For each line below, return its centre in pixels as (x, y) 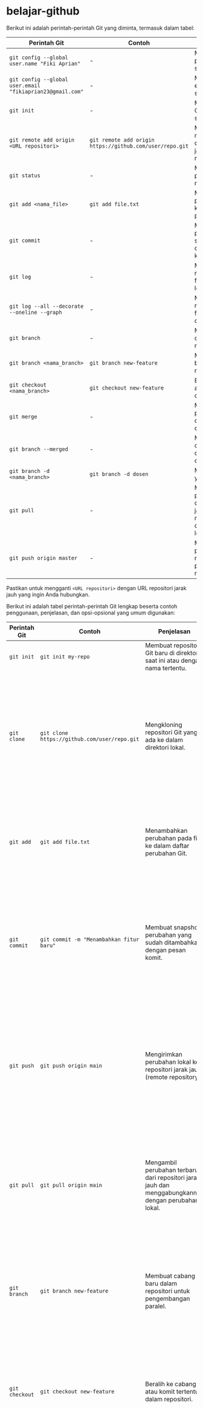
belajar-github (43, 11)
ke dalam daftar (167, 846)
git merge (23, 416)
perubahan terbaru (172, 1170)
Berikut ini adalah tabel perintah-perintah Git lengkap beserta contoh (92, 606)
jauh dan (157, 1185)
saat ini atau (162, 660)
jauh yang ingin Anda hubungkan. (48, 595)
